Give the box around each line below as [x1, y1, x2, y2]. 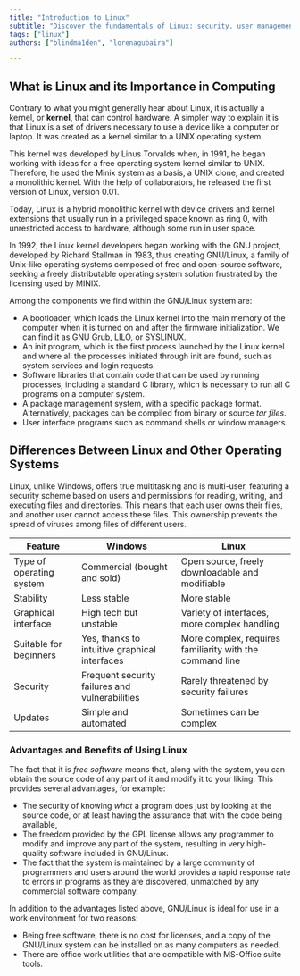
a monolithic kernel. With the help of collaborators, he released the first [9, 177, 271, 188]
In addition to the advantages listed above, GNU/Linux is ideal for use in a [9, 904, 279, 914]
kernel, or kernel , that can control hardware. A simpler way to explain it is [9, 113, 279, 123]
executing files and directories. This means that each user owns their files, [9, 500, 283, 510]
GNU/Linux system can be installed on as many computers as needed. [21, 939, 281, 950]
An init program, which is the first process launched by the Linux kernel [21, 341, 285, 352]
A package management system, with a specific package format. [21, 399, 262, 409]
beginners [13, 649, 56, 661]
